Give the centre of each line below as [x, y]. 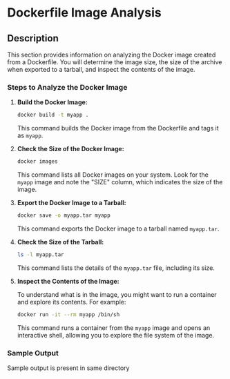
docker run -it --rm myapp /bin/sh [68, 314]
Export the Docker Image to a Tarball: [71, 203]
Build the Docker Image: [52, 102]
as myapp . [30, 135]
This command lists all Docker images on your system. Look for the [113, 175]
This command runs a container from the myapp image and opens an [114, 328]
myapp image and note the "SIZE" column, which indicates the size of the [120, 182]
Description [33, 38]
